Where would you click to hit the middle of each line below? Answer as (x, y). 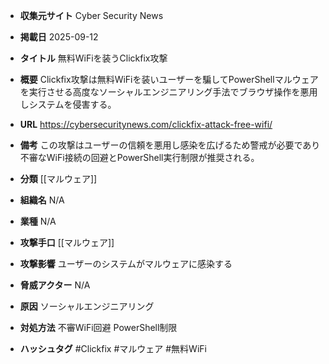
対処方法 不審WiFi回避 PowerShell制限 (98, 327)
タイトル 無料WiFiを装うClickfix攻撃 (93, 58)
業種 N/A (38, 221)
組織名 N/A (42, 200)
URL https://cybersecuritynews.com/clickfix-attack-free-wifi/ (146, 124)
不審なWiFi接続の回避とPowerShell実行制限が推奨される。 (139, 157)
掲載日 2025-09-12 (59, 37)
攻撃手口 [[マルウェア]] (67, 242)
